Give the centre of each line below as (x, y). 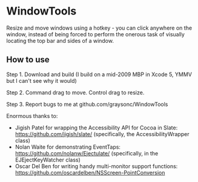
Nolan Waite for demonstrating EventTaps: (68, 147)
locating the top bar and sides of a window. (60, 41)
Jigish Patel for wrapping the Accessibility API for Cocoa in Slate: (96, 128)
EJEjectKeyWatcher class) (48, 160)
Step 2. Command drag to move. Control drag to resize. (75, 93)
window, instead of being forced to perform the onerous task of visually (95, 34)
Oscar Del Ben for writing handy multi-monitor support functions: (96, 166)
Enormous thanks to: (32, 115)
